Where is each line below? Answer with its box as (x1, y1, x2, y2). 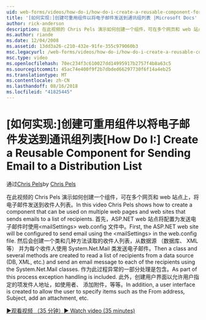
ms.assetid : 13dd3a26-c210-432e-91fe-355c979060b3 (6, 44, 139, 50)
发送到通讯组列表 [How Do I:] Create (17, 133, 199, 147)
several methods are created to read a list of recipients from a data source (6, 251, 194, 259)
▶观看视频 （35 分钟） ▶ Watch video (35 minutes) (6, 306, 135, 314)
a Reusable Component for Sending (6, 146, 191, 160)
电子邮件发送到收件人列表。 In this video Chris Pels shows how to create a (6, 201, 193, 208)
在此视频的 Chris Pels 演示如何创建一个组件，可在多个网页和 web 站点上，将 (6, 193, 199, 200)
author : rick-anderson (6, 20, 64, 26)
